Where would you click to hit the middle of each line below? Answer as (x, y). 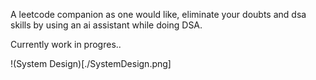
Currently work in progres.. (66, 44)
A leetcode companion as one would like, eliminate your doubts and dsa (158, 14)
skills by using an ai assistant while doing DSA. (106, 25)
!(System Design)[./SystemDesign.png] (91, 63)
